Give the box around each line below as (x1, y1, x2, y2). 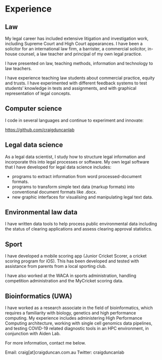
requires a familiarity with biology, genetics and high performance (5, 310, 136, 316)
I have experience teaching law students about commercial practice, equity (5, 75, 155, 81)
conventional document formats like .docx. (12, 189, 97, 195)
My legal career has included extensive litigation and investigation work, (5, 35, 149, 41)
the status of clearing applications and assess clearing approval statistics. (5, 226, 152, 232)
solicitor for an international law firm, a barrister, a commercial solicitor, (5, 46, 147, 51)
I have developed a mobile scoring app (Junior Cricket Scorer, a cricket (5, 253, 147, 259)
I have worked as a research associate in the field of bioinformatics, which (5, 305, 153, 311)
